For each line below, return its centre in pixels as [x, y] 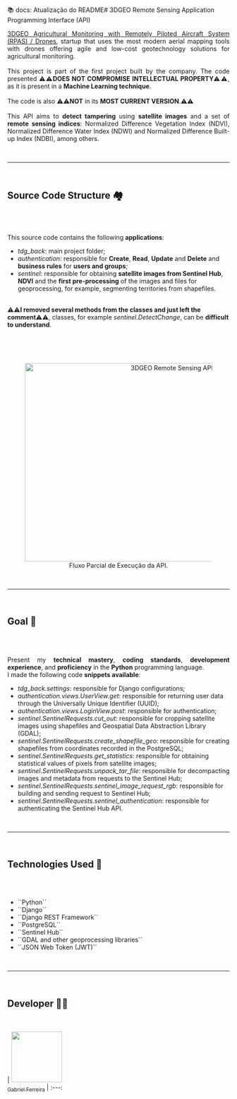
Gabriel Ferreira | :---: [35, 1088]
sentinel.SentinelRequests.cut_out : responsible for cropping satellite [116, 718]
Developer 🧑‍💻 [38, 1003]
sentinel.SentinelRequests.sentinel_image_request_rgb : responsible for [120, 786]
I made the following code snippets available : [74, 674]
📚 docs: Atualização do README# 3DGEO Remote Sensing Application [111, 10]
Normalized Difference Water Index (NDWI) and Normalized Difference [110, 131]
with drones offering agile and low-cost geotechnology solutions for [119, 49]
